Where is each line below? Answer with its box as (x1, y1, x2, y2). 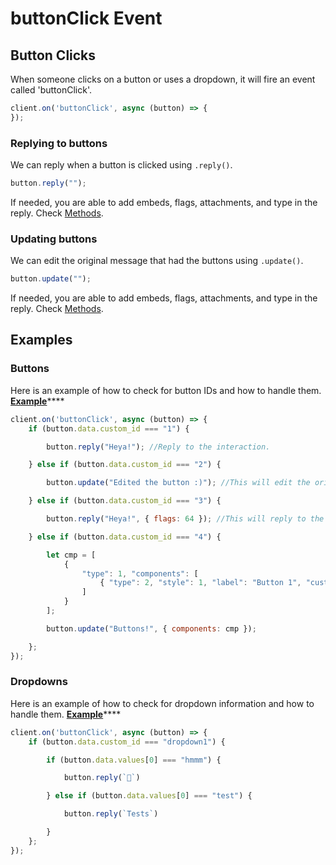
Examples (10, 332, 73, 349)
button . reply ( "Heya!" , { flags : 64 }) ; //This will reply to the (46, 514, 325, 524)
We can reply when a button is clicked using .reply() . (10, 159, 233, 171)
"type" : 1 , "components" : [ (81, 568, 199, 579)
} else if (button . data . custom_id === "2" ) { (28, 460, 222, 470)
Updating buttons (10, 232, 98, 246)
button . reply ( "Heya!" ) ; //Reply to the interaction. (46, 442, 271, 452)
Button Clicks (10, 47, 97, 64)
